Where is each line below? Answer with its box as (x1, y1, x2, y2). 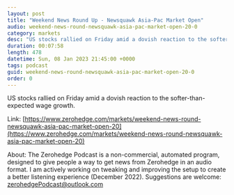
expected (7, 102, 35, 110)
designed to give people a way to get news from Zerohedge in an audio (7, 158, 212, 166)
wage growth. (36, 102, 75, 110)
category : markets (7, 29, 61, 37)
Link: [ (7, 115, 26, 123)
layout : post (7, 10, 45, 17)
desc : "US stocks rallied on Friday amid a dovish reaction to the (7, 36, 208, 43)
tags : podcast (7, 62, 49, 69)
